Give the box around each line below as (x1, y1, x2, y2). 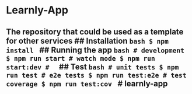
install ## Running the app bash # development (6, 45, 185, 55)
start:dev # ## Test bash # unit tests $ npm (6, 62, 179, 72)
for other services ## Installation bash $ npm (6, 36, 169, 46)
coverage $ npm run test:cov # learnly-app (6, 78, 168, 88)
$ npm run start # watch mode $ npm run (6, 54, 156, 62)
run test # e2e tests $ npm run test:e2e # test (6, 71, 187, 79)
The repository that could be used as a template (6, 27, 184, 37)
